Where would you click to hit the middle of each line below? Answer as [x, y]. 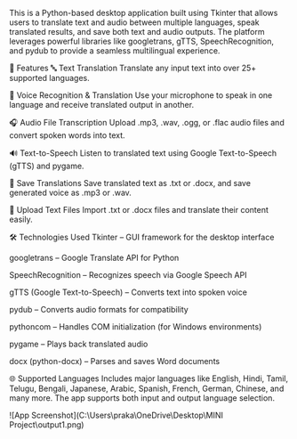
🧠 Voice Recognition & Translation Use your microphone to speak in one [141, 95]
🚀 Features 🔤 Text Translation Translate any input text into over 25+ [133, 68]
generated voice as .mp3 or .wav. [70, 192]
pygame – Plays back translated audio [79, 344]
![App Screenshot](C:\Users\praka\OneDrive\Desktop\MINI [116, 415]
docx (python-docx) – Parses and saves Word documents [115, 361]
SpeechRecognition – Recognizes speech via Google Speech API [128, 275]
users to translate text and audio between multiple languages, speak [134, 22]
